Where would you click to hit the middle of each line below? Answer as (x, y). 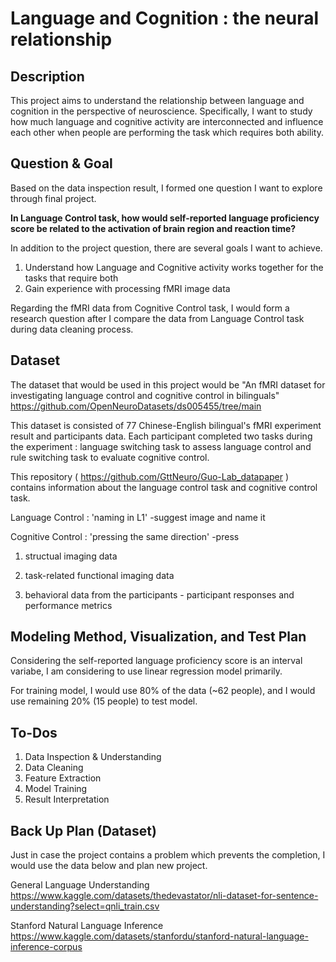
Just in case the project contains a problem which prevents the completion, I (168, 855)
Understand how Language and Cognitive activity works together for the (174, 267)
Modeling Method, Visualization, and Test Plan (158, 637)
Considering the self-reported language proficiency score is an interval (156, 661)
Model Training (56, 789)
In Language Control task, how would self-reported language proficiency (165, 218)
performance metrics (68, 605)
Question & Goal (61, 163)
